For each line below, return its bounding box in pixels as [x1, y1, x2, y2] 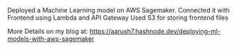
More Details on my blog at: [7, 27, 88, 35]
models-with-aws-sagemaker [7, 35, 95, 43]
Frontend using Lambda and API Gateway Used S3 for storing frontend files [7, 13, 229, 22]
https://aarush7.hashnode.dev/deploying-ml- [89, 27, 221, 35]
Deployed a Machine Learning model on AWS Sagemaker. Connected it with [7, 6, 230, 14]
